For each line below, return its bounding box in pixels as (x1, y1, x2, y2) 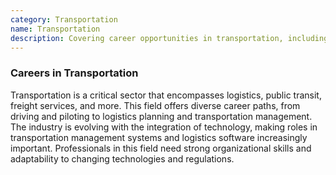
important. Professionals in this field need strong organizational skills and (10, 142, 312, 154)
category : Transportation (10, 14, 118, 25)
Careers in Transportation (10, 66, 139, 80)
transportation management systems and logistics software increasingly (10, 131, 308, 143)
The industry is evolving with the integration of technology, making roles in (10, 121, 318, 133)
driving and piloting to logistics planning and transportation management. (10, 110, 313, 122)
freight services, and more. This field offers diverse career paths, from (10, 99, 301, 111)
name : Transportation (10, 24, 101, 34)
